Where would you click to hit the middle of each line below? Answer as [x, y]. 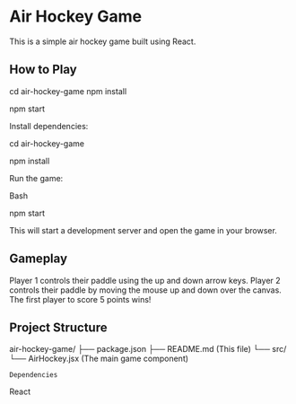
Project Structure [58, 327]
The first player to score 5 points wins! [80, 299]
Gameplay [39, 259]
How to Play [44, 70]
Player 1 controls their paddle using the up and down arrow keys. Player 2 [145, 280]
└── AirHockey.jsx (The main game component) [99, 359]
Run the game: [36, 178]
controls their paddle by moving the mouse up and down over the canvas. [146, 290]
